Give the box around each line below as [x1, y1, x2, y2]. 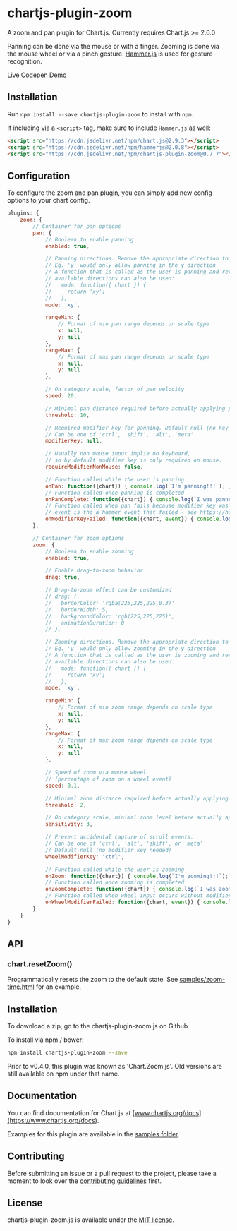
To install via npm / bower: [7, 1035, 85, 1044]
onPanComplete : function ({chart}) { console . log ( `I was [44, 496, 213, 503]
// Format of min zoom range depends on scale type [57, 704, 213, 711]
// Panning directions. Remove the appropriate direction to [44, 256, 229, 263]
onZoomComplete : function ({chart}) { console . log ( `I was [44, 886, 217, 893]
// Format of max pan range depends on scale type [57, 353, 210, 361]
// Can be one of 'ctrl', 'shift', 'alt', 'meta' [44, 431, 194, 438]
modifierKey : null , [44, 438, 102, 445]
